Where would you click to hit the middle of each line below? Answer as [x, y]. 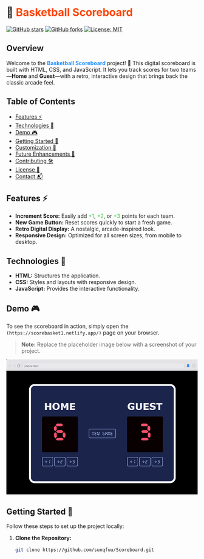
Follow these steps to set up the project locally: [65, 526]
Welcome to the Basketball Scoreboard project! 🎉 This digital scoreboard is [101, 63]
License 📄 [28, 169]
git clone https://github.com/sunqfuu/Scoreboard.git [84, 550]
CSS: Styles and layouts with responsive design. [76, 282]
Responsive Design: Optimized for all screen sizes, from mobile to [98, 235]
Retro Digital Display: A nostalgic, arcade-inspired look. [85, 229]
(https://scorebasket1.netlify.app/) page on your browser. [83, 333]
